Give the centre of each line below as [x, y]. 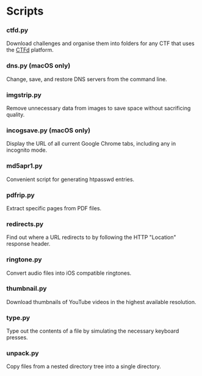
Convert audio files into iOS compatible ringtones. [69, 273]
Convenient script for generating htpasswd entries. [70, 179]
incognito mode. [27, 150]
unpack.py [23, 353]
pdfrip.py [20, 195]
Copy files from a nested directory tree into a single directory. [84, 366]
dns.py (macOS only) [38, 66]
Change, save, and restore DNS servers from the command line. [87, 79]
